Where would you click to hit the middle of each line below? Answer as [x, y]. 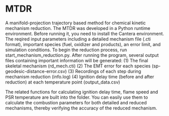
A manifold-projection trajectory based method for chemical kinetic [76, 23]
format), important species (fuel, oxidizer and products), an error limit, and [83, 44]
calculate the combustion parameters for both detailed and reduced [76, 102]
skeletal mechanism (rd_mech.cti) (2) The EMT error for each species [78, 66]
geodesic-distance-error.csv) [36, 71]
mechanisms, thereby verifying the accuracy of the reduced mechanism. [81, 108]
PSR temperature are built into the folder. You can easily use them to [77, 97]
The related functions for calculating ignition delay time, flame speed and [82, 92]
